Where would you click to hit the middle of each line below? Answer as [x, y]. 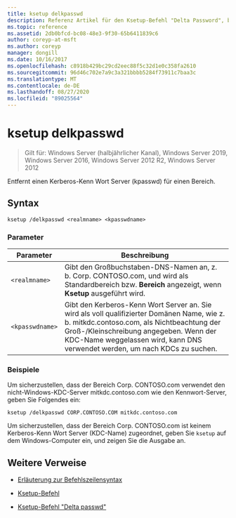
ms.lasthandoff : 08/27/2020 [48, 92]
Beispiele [24, 369]
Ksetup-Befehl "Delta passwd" [62, 507]
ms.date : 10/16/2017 [38, 60]
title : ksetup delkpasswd [45, 14]
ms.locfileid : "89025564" [45, 99]
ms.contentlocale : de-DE [44, 86]
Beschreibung [145, 255]
